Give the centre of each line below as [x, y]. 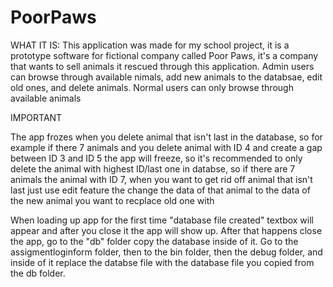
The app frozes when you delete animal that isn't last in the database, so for [166, 137]
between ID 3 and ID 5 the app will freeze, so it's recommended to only [156, 158]
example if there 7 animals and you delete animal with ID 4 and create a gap [166, 147]
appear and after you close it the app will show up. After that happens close [166, 230]
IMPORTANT [36, 117]
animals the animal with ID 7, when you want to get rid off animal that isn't [161, 179]
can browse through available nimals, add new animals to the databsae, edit [166, 77]
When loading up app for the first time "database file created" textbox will [162, 220]
